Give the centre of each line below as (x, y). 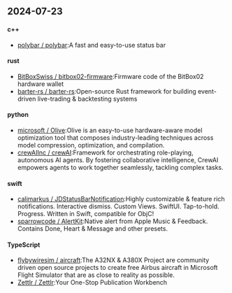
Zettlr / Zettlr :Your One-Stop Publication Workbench (92, 283)
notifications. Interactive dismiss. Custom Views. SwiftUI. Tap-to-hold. (118, 206)
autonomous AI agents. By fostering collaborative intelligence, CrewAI (118, 160)
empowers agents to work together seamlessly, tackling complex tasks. (120, 167)
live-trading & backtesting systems (87, 99)
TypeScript (24, 245)
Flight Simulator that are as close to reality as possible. (96, 275)
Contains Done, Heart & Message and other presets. (93, 229)
